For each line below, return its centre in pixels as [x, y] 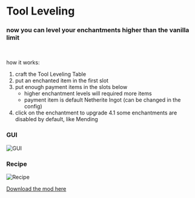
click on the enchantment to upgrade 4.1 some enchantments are [96, 113]
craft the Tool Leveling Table [51, 74]
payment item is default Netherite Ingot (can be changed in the [102, 100]
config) [33, 107]
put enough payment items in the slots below [71, 87]
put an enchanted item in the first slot [62, 81]
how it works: [23, 62]
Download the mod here [36, 189]
